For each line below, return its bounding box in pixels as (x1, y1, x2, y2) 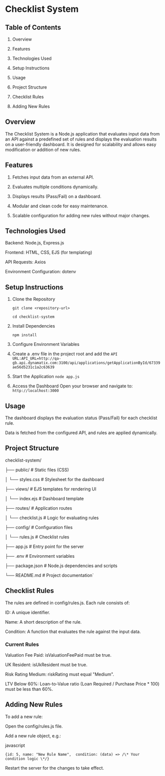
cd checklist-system (12, 314, 55, 320)
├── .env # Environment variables (5, 553, 75, 559)
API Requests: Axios (5, 259, 46, 265)
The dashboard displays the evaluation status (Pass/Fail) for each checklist (5, 415, 158, 421)
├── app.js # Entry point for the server (5, 543, 84, 549)
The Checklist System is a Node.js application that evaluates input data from (5, 131, 160, 137)
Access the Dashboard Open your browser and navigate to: (12, 383, 133, 389)
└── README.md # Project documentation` (5, 572, 94, 578)
